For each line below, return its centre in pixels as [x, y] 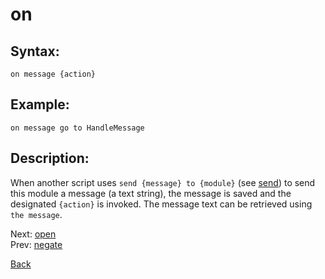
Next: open [33, 234]
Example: [40, 104]
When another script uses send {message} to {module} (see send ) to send [163, 182]
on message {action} [53, 74]
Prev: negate [36, 244]
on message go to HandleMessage [77, 128]
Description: [50, 158]
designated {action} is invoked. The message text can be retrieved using [161, 204]
